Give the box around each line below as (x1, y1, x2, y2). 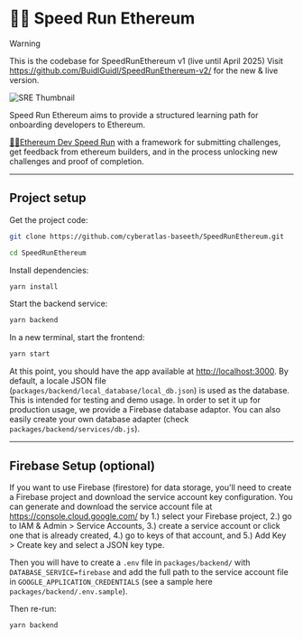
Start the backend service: (9, 298, 108, 310)
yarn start (9, 349, 50, 359)
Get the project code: (9, 214, 88, 225)
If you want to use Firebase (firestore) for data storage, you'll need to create (9, 482, 292, 493)
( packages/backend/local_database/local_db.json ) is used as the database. (9, 385, 290, 396)
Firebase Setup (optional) (9, 458, 156, 473)
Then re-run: (9, 603, 57, 614)
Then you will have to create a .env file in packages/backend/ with (9, 557, 251, 568)
